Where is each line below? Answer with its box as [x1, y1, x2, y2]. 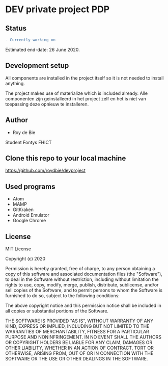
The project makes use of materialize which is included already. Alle [5, 90, 148, 96]
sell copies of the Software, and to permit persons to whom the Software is [5, 287, 163, 293]
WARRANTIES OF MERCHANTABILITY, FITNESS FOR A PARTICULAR [5, 328, 149, 334]
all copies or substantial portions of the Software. [5, 307, 108, 314]
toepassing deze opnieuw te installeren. [5, 101, 89, 107]
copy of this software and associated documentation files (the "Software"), [5, 271, 163, 277]
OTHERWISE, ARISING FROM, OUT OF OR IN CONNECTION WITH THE [5, 350, 154, 356]
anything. [5, 80, 25, 86]
